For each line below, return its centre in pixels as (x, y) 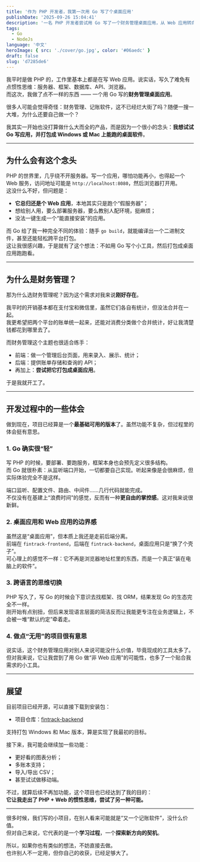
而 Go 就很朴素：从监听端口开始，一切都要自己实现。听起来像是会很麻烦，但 (100, 470)
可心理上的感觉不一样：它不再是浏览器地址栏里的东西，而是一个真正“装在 (96, 558)
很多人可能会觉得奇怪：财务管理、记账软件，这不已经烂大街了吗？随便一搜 (97, 107)
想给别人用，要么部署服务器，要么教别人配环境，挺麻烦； (85, 211)
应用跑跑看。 (22, 253)
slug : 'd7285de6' (28, 61)
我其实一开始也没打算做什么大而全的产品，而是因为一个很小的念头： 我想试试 (100, 127)
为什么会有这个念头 (41, 160)
